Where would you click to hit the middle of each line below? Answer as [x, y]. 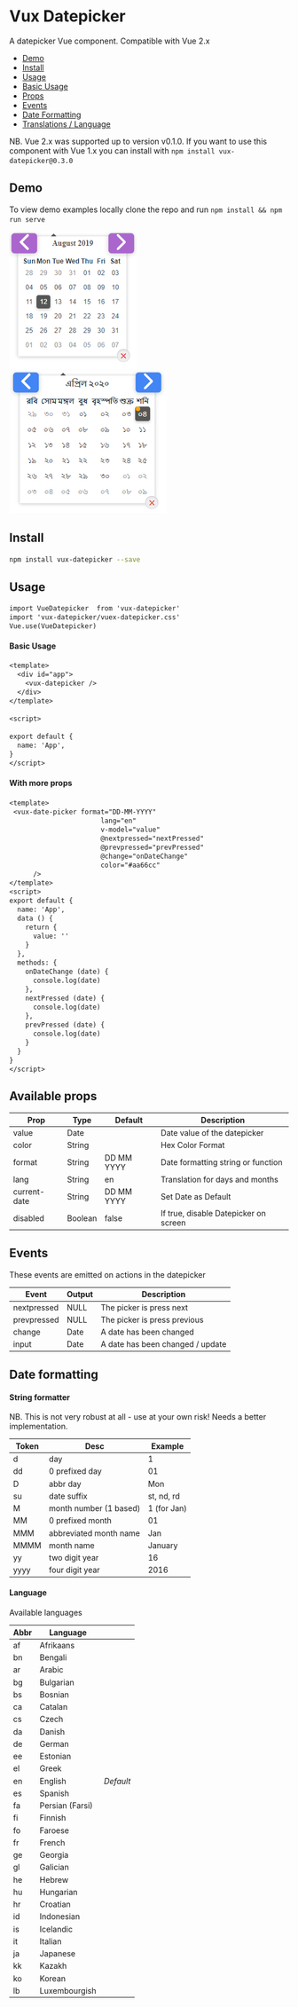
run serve [27, 219]
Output [79, 1295]
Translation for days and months [220, 1179]
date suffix [68, 1496]
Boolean [82, 1218]
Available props [53, 1096]
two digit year [74, 1558]
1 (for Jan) [168, 1508]
